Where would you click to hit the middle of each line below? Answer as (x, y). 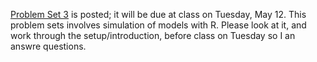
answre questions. (48, 46)
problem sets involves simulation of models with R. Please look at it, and (158, 25)
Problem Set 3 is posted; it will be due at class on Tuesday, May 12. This (158, 14)
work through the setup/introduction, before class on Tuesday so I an (153, 35)
